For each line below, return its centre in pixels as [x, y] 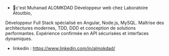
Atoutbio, [22, 13]
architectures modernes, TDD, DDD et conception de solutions [71, 28]
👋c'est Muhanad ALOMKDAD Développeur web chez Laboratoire [80, 8]
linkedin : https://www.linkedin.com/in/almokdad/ [64, 48]
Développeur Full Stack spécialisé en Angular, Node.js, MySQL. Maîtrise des [85, 23]
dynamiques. [19, 38]
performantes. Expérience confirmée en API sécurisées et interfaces [77, 33]
